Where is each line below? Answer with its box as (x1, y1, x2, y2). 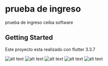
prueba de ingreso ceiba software (5, 19, 73, 25)
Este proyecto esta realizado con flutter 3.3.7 (5, 46, 96, 52)
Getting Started (5, 33, 53, 42)
